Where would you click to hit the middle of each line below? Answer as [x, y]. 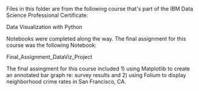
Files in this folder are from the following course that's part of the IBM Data [99, 9]
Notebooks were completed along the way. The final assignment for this [96, 39]
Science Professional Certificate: [47, 15]
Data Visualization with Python [45, 27]
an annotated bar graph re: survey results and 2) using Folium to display [96, 75]
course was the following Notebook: [52, 45]
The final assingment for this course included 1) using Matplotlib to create [98, 69]
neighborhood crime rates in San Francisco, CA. [66, 82]
